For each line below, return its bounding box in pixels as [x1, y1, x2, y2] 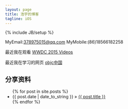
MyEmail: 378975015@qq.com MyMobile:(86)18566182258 [5, 39, 124, 45]
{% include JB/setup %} [5, 30, 54, 36]
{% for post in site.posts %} [12, 88, 69, 94]
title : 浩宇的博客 [5, 12, 39, 17]
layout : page [5, 7, 32, 12]
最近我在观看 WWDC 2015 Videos [5, 49, 74, 55]
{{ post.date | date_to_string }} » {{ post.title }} [12, 94, 106, 100]
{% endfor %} [12, 99, 41, 105]
